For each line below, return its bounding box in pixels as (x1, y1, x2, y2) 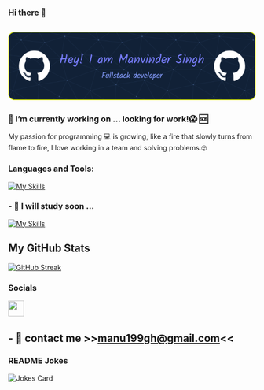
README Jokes (8, 355, 68, 366)
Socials (8, 282, 37, 293)
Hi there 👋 (8, 7, 47, 18)
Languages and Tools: (8, 163, 94, 174)
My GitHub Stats (8, 242, 90, 255)
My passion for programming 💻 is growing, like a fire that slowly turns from (8, 132, 253, 141)
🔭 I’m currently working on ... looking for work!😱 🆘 (8, 113, 208, 124)
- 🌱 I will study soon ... (8, 201, 94, 212)
